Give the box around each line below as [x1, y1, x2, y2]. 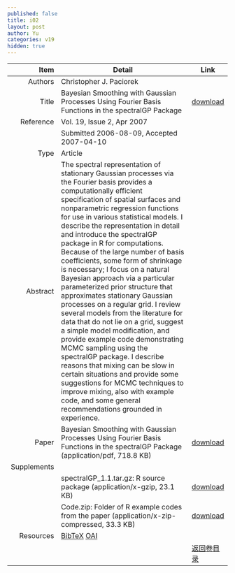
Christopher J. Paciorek [60, 77, 138, 86]
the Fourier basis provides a [60, 177, 152, 187]
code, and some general [60, 396, 141, 405]
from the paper [60, 511, 111, 521]
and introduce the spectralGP [60, 230, 157, 239]
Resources [19, 531, 55, 540]
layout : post [7, 23, 45, 30]
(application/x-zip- [111, 511, 176, 521]
